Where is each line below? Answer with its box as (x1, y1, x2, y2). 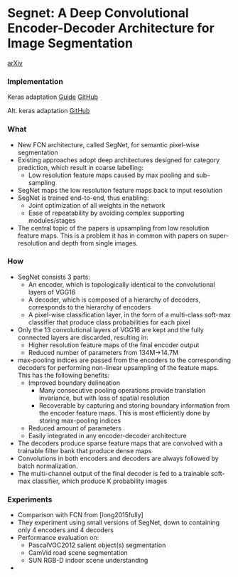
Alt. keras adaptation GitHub (7, 107, 90, 115)
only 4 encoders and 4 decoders (17, 526, 114, 534)
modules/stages (28, 216, 76, 225)
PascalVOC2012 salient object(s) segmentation (28, 541, 166, 549)
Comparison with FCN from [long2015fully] (17, 511, 144, 519)
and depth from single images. (48, 238, 139, 247)
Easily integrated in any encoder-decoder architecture (28, 431, 187, 440)
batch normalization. (17, 461, 78, 470)
